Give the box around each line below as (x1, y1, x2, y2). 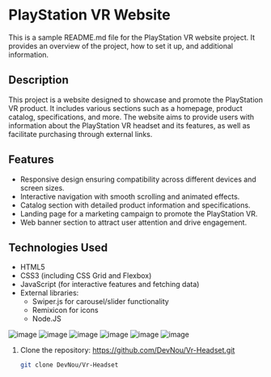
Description (8, 73, 69, 87)
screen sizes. (19, 182, 65, 192)
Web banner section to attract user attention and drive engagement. (19, 217, 248, 227)
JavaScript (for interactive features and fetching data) (19, 280, 200, 289)
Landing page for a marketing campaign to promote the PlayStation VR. (19, 208, 258, 218)
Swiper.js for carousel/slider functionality (32, 297, 170, 306)
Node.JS (32, 314, 62, 323)
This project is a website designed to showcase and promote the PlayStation (8, 95, 263, 105)
